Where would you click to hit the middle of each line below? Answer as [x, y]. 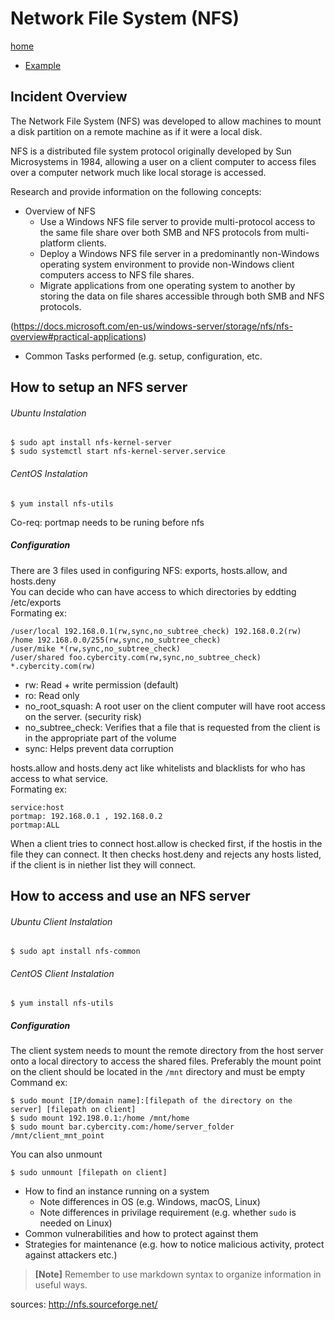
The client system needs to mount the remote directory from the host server [167, 1051]
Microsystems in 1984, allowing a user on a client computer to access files [163, 161]
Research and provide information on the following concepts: [136, 191]
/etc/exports [36, 602]
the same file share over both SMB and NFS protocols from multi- [174, 232]
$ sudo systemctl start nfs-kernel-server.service [118, 452]
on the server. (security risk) [83, 716]
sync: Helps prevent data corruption [99, 748]
